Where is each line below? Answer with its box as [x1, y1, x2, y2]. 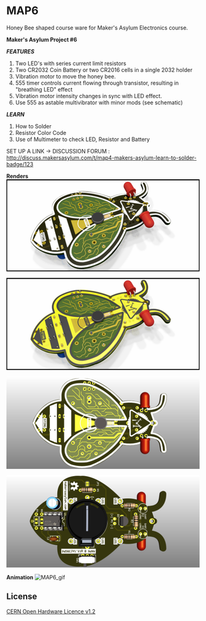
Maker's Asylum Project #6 [6, 36, 78, 43]
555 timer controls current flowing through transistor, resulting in [15, 79, 179, 87]
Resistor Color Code [15, 129, 66, 136]
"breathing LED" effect [15, 85, 73, 93]
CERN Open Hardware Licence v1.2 [6, 607, 96, 615]
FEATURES [6, 47, 35, 55]
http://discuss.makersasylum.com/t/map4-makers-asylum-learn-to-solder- [6, 154, 197, 161]
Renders [6, 172, 29, 180]
